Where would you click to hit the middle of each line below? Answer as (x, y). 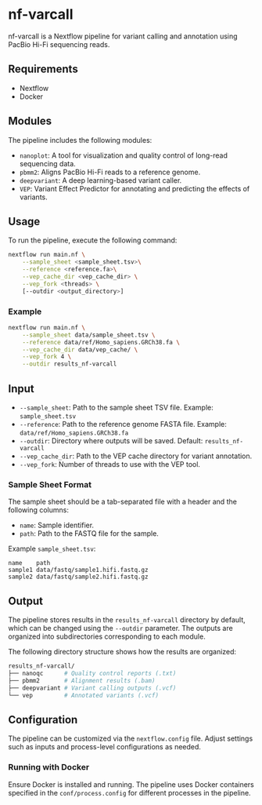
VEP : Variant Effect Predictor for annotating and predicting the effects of (135, 188)
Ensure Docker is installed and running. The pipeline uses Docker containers (131, 784)
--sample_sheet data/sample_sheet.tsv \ (89, 335)
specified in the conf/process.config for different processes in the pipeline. (130, 792)
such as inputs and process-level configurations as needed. (105, 747)
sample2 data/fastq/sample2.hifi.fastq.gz (78, 577)
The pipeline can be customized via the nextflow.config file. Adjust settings (131, 738)
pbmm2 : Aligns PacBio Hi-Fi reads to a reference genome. (110, 172)
